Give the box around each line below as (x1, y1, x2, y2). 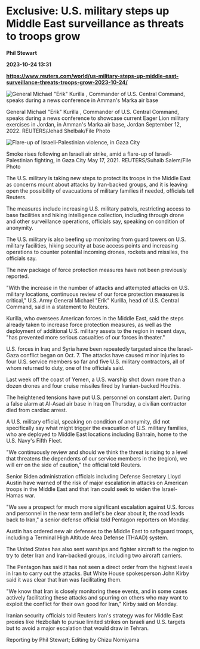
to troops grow (6, 30, 81, 43)
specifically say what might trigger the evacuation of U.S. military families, (6, 424, 189, 431)
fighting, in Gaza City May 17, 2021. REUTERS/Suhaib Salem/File (34, 156, 192, 163)
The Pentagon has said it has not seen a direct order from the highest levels (6, 563, 193, 570)
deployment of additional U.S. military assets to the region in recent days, (6, 327, 187, 335)
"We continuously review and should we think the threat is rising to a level (6, 449, 188, 456)
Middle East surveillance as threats (6, 17, 184, 30)
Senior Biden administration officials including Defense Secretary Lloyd (6, 472, 181, 480)
